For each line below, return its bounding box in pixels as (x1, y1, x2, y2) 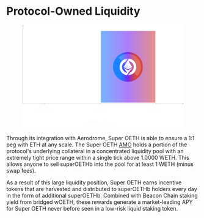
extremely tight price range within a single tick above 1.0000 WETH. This (6, 154, 189, 162)
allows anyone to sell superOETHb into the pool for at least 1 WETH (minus (6, 160, 194, 168)
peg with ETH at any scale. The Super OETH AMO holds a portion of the (6, 141, 188, 148)
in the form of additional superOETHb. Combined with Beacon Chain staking (6, 192, 199, 200)
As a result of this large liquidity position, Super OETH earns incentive (6, 179, 182, 186)
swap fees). (6, 167, 36, 175)
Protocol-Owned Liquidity (6, 4, 140, 18)
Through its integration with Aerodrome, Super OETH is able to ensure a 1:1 (6, 135, 195, 142)
